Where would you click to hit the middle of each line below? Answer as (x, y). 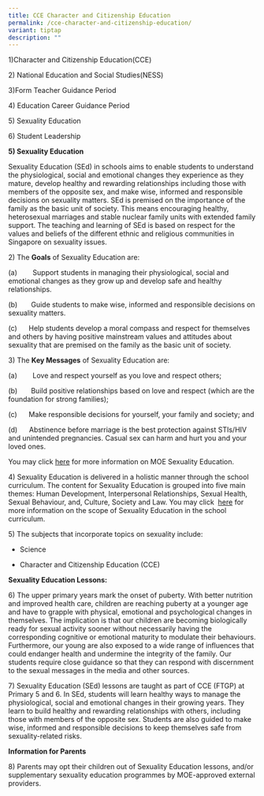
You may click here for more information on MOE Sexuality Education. (121, 462)
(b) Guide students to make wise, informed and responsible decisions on (132, 305)
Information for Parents (47, 751)
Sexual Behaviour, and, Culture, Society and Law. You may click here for (126, 502)
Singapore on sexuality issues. (58, 242)
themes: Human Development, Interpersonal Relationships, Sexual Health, (128, 494)
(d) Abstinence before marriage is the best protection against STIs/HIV (127, 430)
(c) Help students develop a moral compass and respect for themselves (129, 329)
